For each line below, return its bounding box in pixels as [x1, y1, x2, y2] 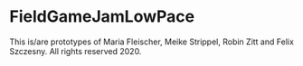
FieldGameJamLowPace [9, 6, 195, 27]
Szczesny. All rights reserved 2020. [9, 45, 142, 56]
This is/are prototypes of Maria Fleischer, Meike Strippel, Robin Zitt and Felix [9, 36, 294, 47]
